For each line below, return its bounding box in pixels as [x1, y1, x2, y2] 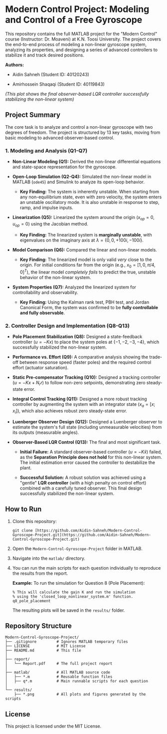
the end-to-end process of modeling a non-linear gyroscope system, [5, 41, 147, 47]
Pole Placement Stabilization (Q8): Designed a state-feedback [12, 334, 143, 340]
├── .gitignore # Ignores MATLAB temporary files [5, 639, 128, 644]
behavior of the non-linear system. [19, 275, 91, 281]
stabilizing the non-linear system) [5, 96, 74, 102]
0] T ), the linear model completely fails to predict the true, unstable [19, 268, 156, 275]
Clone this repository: [12, 518, 57, 524]
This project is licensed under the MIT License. [5, 723, 102, 729]
